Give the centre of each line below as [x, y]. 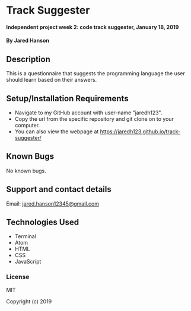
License [18, 277]
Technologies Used [42, 222]
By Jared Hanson [28, 41]
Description [28, 59]
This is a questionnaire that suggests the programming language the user [96, 73]
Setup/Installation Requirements [67, 98]
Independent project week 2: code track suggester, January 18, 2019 [93, 27]
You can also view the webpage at [57, 132]
